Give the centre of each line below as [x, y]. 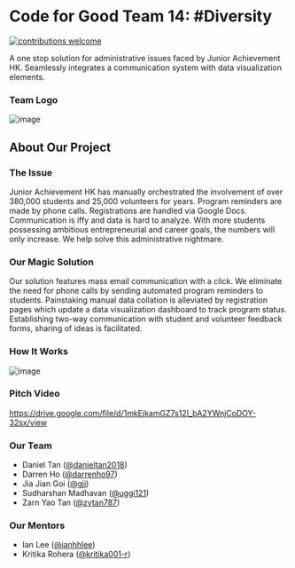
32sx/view [28, 422]
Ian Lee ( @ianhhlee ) [58, 545]
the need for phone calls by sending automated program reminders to [136, 291]
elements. [27, 76]
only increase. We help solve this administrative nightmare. [116, 239]
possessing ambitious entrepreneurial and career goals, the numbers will [142, 229]
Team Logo [34, 99]
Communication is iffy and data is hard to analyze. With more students [137, 220]
